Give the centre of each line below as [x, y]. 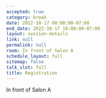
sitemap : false [25, 62]
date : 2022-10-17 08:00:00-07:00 [48, 23]
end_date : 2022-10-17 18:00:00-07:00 [53, 28]
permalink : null [26, 45]
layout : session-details [37, 34]
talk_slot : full [26, 67]
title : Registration [32, 73]
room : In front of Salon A [40, 51]
